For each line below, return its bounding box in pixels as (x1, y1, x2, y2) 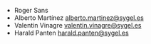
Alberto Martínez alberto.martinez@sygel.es (14, 13, 144, 22)
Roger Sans (14, 6, 48, 14)
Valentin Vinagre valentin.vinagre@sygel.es (14, 21, 142, 29)
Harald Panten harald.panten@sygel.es (14, 28, 130, 37)
